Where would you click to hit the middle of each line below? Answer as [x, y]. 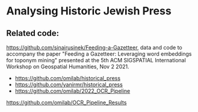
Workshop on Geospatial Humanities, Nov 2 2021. [68, 66]
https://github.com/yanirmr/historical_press [69, 84]
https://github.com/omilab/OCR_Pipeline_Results [67, 102]
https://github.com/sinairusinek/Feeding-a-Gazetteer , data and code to [94, 47]
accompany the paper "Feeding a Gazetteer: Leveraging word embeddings [99, 54]
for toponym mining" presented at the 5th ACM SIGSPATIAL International [96, 60]
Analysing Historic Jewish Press [89, 11]
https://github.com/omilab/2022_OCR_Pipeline [73, 91]
